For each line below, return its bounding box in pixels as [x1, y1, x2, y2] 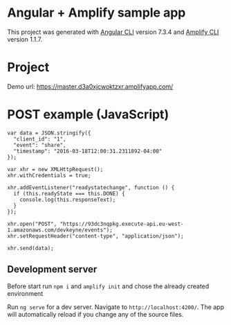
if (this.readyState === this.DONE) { [13, 190, 126, 197]
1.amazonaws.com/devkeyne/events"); [7, 227, 113, 234]
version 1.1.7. [7, 35, 43, 43]
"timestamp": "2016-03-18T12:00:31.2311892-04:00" [13, 148, 163, 155]
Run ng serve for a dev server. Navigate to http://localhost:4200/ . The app [7, 303, 225, 311]
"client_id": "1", [13, 135, 67, 143]
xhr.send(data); [7, 245, 54, 252]
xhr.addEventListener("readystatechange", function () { [7, 184, 175, 191]
